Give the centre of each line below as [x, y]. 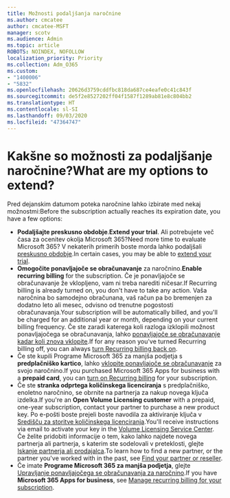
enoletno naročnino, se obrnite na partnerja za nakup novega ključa [113, 393]
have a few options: [35, 219]
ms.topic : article [33, 45]
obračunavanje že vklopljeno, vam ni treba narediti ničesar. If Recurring [117, 283]
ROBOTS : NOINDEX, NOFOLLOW [46, 52]
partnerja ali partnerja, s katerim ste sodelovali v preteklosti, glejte [110, 444]
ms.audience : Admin [35, 39]
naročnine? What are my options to [108, 171]
